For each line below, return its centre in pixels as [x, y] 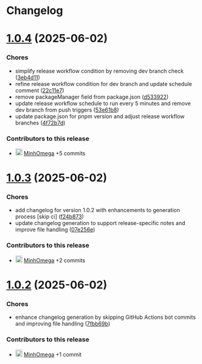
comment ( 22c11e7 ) [40, 90]
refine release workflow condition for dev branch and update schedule [103, 84]
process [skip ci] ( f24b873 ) [49, 216]
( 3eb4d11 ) [28, 77]
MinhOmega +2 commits [54, 260]
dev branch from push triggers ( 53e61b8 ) [67, 110]
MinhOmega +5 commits [54, 153]
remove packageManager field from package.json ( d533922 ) [92, 97]
